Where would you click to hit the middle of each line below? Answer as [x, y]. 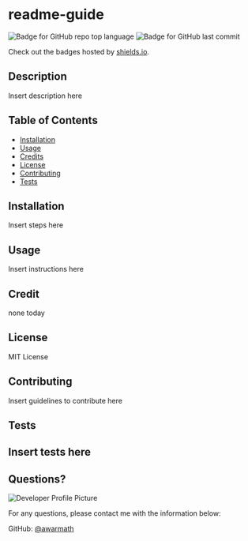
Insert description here [45, 96]
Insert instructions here [46, 269]
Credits [32, 156]
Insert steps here [36, 225]
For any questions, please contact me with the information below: [115, 513]
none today [26, 313]
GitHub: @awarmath [41, 529]
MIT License [28, 356]
